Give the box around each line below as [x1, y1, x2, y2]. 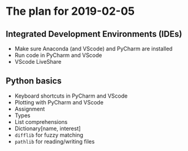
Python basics [6, 75, 62, 87]
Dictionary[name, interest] [14, 125, 81, 132]
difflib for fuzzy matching [14, 131, 84, 139]
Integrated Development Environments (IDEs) [6, 29, 182, 39]
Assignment [14, 105, 45, 112]
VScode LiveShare [14, 58, 62, 65]
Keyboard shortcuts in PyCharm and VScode [14, 92, 128, 99]
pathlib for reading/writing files [14, 137, 95, 145]
